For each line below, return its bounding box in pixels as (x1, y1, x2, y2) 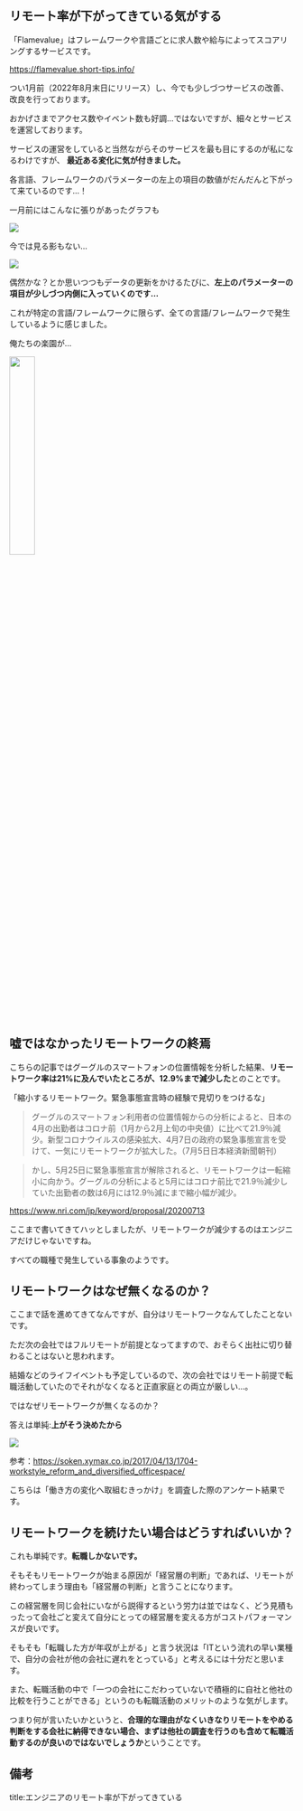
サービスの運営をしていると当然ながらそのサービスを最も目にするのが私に (9, 143, 286, 154)
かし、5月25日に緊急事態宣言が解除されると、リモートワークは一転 (31, 1165, 283, 1175)
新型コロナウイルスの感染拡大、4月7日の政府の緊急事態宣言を (47, 1134, 279, 1145)
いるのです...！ (32, 184, 88, 196)
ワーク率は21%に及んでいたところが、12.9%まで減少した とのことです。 (16, 1072, 286, 1083)
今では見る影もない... (9, 241, 88, 251)
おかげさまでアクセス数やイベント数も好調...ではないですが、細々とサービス (9, 112, 292, 124)
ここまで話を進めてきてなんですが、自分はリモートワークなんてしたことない (9, 1309, 293, 1320)
